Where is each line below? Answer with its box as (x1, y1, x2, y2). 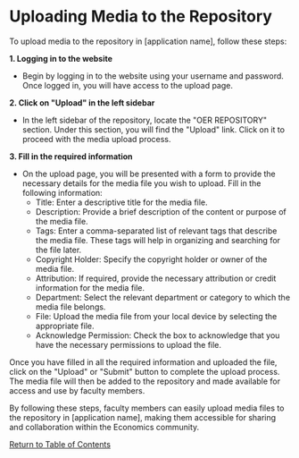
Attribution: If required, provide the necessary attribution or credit (35, 273, 277, 284)
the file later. (35, 244, 82, 255)
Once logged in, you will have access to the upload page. (21, 80, 234, 90)
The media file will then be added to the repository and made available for (9, 376, 281, 386)
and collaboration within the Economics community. (9, 421, 200, 432)
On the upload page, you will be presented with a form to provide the (21, 168, 277, 179)
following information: (21, 187, 103, 198)
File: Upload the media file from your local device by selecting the (35, 310, 278, 321)
